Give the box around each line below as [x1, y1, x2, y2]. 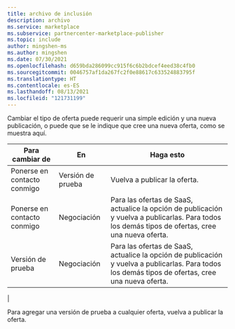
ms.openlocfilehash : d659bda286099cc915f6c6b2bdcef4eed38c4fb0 [7, 62, 196, 69]
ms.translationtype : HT [7, 75, 77, 83]
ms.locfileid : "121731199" [7, 95, 86, 102]
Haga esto [150, 150, 185, 160]
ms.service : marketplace [7, 23, 80, 30]
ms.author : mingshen [7, 50, 68, 57]
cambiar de [12, 155, 51, 164]
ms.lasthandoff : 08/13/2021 [7, 88, 90, 95]
